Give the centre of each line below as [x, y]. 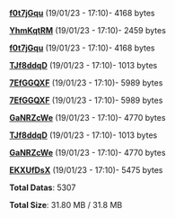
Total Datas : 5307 [43, 187]
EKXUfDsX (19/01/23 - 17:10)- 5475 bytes [86, 170]
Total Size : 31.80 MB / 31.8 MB [66, 205]
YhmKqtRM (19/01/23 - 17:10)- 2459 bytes [87, 30]
